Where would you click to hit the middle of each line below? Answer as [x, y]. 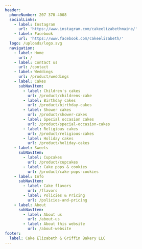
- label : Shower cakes [47, 110]
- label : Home [29, 53]
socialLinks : [23, 19]
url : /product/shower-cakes [57, 115]
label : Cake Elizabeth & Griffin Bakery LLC [57, 238]
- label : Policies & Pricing [54, 195]
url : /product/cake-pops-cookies [63, 172]
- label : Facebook [33, 34]
